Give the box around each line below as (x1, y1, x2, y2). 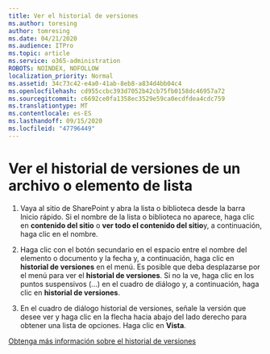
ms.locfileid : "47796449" (8, 124, 95, 133)
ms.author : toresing (8, 19, 78, 27)
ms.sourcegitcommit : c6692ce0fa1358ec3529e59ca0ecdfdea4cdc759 (8, 95, 226, 103)
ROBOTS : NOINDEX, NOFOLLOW (8, 65, 99, 73)
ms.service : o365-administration (8, 57, 121, 65)
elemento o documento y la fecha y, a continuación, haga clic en (19, 253, 235, 263)
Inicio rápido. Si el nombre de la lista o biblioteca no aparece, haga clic (19, 212, 255, 221)
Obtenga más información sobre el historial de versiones (8, 336, 196, 346)
